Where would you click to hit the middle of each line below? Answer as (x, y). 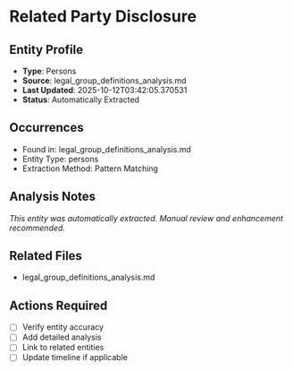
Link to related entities (63, 348)
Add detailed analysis (62, 337)
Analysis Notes (53, 197)
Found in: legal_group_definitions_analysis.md (107, 149)
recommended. (37, 228)
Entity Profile (46, 50)
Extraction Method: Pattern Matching (90, 168)
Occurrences (46, 128)
